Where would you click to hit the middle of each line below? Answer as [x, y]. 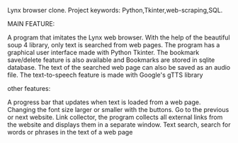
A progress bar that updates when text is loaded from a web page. [104, 102]
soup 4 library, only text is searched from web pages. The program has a [114, 45]
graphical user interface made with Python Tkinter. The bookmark [103, 52]
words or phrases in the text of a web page [70, 132]
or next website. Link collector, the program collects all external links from [115, 117]
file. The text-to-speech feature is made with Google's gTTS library [105, 75]
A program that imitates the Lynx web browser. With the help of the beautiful [119, 37]
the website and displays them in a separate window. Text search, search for [119, 125]
